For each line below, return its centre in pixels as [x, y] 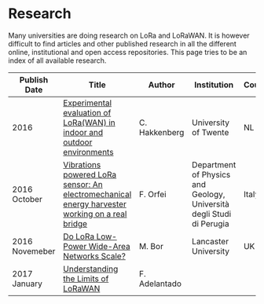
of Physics [211, 174]
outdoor [77, 142]
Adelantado [160, 284]
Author [161, 85]
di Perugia [211, 223]
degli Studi [212, 214]
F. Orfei [152, 194]
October [27, 199]
